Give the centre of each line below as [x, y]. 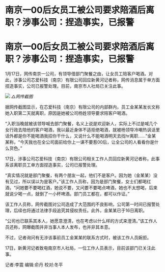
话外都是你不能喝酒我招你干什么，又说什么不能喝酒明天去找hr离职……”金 [79, 136]
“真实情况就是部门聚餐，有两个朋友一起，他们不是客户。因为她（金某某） [79, 175]
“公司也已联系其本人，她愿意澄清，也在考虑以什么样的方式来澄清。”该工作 [79, 221]
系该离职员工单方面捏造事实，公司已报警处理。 [52, 165]
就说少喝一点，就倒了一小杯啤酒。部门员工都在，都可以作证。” [68, 194]
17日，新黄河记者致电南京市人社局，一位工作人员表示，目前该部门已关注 [78, 248]
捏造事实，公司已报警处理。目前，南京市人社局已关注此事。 [65, 86]
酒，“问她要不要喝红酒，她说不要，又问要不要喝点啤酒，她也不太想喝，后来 [82, 188]
